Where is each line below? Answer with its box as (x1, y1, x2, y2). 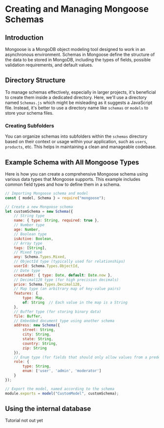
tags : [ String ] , (14, 245, 47, 251)
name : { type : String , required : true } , (14, 218, 99, 223)
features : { (14, 291, 38, 296)
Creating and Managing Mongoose (5, 3, 149, 15)
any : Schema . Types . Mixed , (14, 254, 67, 259)
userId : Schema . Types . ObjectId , (14, 264, 80, 269)
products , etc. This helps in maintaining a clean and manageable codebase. (5, 144, 157, 150)
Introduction (5, 33, 44, 42)
